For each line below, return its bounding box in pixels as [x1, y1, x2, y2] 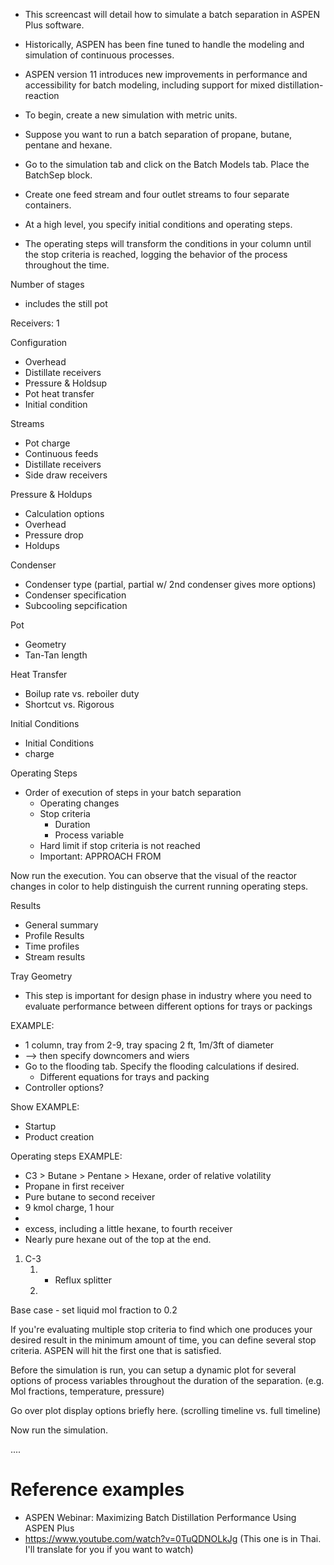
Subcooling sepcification [24, 600, 128, 611]
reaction [24, 90, 60, 101]
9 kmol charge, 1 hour [24, 1202, 115, 1213]
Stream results [24, 951, 86, 963]
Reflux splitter [54, 1274, 112, 1286]
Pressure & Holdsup [24, 377, 108, 389]
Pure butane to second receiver [24, 1191, 156, 1203]
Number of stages [10, 279, 85, 290]
